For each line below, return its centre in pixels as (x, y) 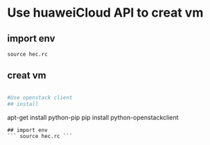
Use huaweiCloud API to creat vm (105, 13)
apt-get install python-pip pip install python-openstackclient (93, 117)
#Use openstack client (40, 97)
